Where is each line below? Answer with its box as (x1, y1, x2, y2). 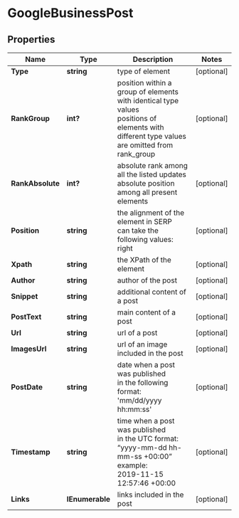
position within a (117, 78, 172, 88)
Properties (7, 33, 55, 46)
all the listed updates (117, 169, 187, 179)
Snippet (11, 292, 38, 301)
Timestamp (11, 447, 51, 457)
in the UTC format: (117, 434, 179, 443)
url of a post (117, 328, 158, 337)
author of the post (117, 275, 178, 285)
